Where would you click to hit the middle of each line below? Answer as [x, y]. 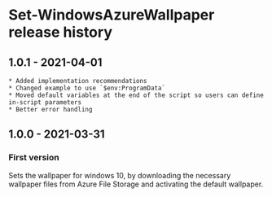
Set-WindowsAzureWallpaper [112, 15]
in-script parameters [45, 103]
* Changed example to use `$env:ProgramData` [87, 88]
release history [60, 32]
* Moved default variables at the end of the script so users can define [136, 95]
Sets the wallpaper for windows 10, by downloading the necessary [120, 175]
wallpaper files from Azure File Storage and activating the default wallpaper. [136, 184]
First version [34, 158]
